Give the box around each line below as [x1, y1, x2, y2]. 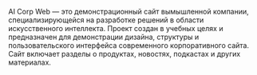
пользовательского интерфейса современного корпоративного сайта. [8, 41, 250, 50]
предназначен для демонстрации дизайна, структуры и [8, 32, 200, 41]
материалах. [8, 57, 52, 67]
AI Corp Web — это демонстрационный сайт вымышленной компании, [8, 7, 249, 16]
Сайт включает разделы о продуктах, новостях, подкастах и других [8, 49, 241, 58]
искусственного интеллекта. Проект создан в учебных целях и [8, 24, 223, 33]
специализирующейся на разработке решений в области [8, 15, 204, 25]
